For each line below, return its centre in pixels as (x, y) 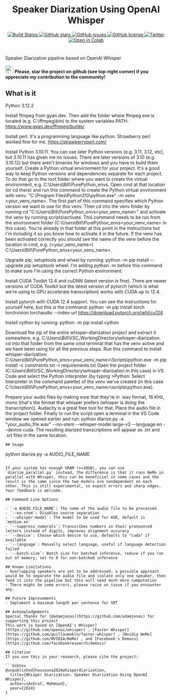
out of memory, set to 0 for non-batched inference (61, 558)
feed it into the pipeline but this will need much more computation (81, 580)
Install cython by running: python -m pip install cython (62, 323)
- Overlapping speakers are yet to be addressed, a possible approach (82, 571)
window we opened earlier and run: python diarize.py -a (64, 419)
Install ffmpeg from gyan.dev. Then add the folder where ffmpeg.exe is (80, 115)
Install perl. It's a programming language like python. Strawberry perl (78, 136)
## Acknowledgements (27, 612)
